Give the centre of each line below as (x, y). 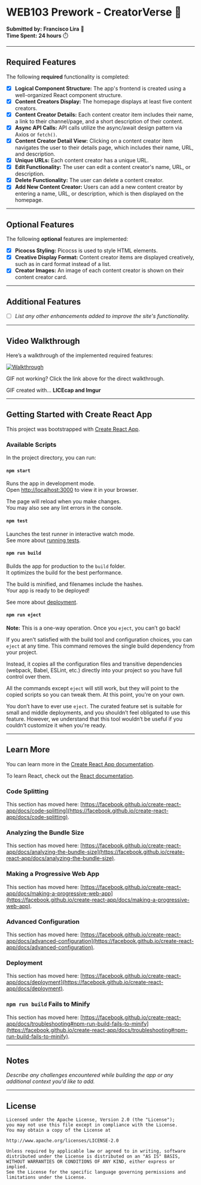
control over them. (29, 676)
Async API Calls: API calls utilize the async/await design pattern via (98, 128)
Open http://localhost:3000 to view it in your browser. (72, 490)
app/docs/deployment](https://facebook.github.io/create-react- (85, 983)
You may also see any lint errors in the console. (64, 508)
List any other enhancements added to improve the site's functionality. (102, 316)
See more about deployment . (42, 602)
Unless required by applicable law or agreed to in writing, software (96, 1151)
